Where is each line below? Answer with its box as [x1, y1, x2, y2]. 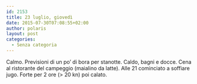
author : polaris [6, 25, 46, 32]
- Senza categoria [11, 42, 58, 48]
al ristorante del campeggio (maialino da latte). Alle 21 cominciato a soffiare [6, 64, 190, 71]
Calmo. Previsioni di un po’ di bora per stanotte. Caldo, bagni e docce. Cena [6, 58, 192, 66]
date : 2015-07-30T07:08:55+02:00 [6, 20, 89, 26]
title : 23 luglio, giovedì [6, 14, 73, 20]
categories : [6, 36, 36, 42]
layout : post [6, 31, 39, 37]
